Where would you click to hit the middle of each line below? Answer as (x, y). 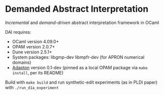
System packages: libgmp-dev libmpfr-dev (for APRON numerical (78, 57)
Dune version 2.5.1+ (32, 52)
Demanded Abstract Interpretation (77, 9)
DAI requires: (18, 32)
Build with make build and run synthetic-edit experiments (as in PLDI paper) (81, 82)
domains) (22, 62)
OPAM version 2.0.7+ (34, 47)
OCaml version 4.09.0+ (35, 41)
